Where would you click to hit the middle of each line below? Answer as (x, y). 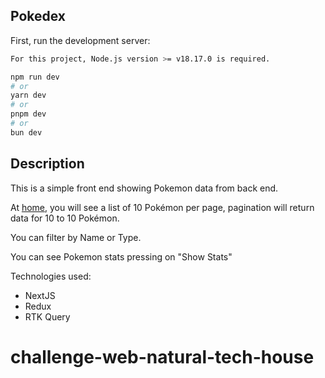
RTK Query (47, 316)
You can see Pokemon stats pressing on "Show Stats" (121, 256)
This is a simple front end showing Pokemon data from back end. (144, 188)
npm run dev (35, 77)
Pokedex (38, 16)
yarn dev (28, 95)
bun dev (26, 132)
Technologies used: (51, 276)
